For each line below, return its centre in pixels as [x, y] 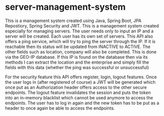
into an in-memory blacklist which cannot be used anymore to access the [79, 97]
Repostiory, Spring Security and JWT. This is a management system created [82, 25]
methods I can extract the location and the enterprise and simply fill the [77, 62]
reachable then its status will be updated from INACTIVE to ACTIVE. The [78, 46]
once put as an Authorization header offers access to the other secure [76, 87]
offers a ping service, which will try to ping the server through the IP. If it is [80, 41]
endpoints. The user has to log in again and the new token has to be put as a [82, 103]
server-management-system [65, 7]
